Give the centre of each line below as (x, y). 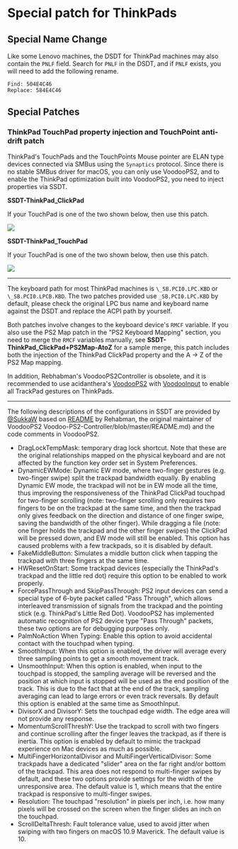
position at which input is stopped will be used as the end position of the (123, 680)
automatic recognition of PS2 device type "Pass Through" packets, (115, 620)
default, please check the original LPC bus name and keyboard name (108, 303)
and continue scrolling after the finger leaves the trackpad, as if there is (122, 734)
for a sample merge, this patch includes (171, 347)
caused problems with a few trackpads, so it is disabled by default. (115, 545)
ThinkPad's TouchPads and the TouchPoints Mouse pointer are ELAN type (116, 156)
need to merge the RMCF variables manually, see (76, 340)
